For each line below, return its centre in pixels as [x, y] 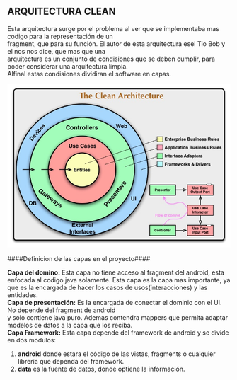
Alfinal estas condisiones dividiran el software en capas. [89, 74]
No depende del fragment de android [62, 310]
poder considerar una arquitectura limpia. [68, 66]
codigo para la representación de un [60, 36]
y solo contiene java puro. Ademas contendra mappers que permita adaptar [118, 317]
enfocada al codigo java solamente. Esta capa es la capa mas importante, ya [119, 280]
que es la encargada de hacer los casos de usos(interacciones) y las [108, 287]
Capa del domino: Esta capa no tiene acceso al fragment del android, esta [116, 272]
